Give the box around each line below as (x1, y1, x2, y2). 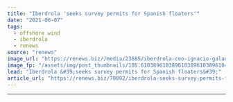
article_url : (7, 74, 45, 82)
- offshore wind (13, 29, 60, 37)
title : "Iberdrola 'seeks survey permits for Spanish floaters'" (7, 10, 200, 17)
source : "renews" (7, 49, 58, 56)
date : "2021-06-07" (7, 17, 64, 24)
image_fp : (7, 62, 36, 69)
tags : (7, 23, 23, 30)
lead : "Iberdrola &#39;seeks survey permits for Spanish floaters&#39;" (7, 68, 222, 75)
